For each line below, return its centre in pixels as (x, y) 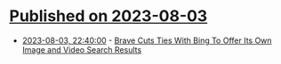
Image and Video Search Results (82, 49)
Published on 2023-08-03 (108, 16)
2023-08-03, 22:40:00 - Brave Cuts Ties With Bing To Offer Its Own (147, 40)
